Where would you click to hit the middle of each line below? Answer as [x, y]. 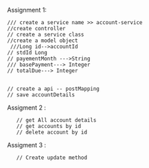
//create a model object [43, 41]
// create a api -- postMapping [53, 89]
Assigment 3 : [27, 145]
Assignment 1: [27, 10]
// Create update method [52, 158]
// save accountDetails [41, 95]
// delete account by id [52, 132]
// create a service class [46, 34]
